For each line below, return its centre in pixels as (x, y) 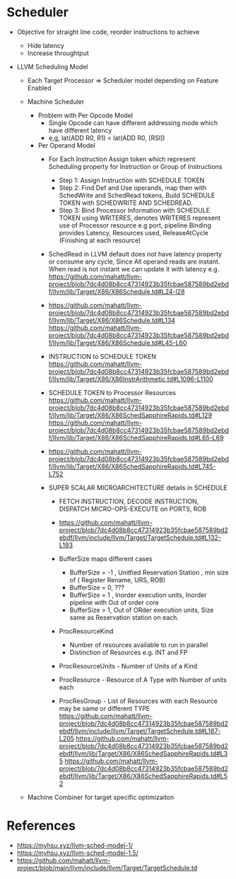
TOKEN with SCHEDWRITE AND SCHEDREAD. (126, 203)
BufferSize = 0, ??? (97, 587)
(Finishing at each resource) (100, 240)
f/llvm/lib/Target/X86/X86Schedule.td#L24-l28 (117, 291)
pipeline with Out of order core (114, 602)
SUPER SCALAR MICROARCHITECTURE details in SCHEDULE (138, 488)
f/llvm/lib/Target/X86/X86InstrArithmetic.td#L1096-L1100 (131, 379)
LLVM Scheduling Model (52, 66)
